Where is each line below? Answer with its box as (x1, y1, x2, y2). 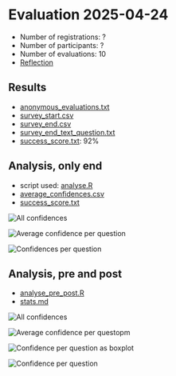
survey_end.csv (19, 118, 72, 129)
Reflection (19, 58, 54, 67)
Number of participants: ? (19, 40, 104, 50)
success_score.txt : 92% (19, 136, 100, 146)
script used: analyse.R (19, 180, 93, 190)
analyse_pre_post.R (19, 288, 85, 298)
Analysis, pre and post (8, 266, 122, 281)
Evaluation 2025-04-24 (8, 6, 169, 24)
